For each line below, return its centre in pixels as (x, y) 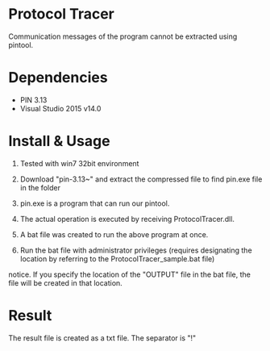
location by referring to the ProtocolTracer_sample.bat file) (117, 258)
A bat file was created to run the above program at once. (114, 234)
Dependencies (58, 78)
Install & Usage (59, 141)
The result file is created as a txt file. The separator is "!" (102, 338)
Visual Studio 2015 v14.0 (60, 108)
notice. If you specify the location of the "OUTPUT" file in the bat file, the (130, 274)
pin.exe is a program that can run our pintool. (95, 203)
